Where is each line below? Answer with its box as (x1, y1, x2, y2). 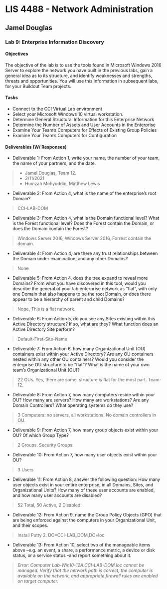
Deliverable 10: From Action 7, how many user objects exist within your (12, 452, 157, 458)
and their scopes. (12, 522, 48, 528)
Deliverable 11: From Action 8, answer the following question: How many (12, 476, 161, 482)
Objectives (5, 51, 28, 57)
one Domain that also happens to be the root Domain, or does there (12, 291, 151, 297)
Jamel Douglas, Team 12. (24, 170, 76, 176)
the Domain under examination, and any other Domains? (12, 256, 128, 262)
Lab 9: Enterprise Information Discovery (5, 39, 105, 46)
